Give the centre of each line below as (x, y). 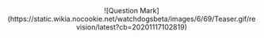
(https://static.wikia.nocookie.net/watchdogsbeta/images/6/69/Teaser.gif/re (132, 19)
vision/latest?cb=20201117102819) (132, 27)
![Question (121, 10)
